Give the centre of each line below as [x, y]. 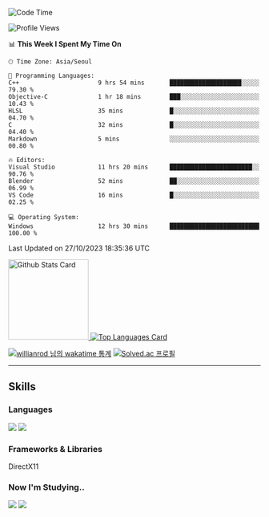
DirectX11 [24, 466]
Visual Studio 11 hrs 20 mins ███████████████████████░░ [134, 167]
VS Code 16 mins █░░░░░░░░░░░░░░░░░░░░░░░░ [134, 195]
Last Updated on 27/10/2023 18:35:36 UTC [79, 248]
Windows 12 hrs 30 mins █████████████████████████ [134, 226]
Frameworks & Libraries [55, 449]
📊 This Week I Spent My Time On [65, 44]
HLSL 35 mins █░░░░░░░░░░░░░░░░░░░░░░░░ [134, 111]
